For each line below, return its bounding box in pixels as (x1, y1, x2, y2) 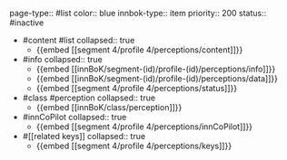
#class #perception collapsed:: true (22, 92, 156, 103)
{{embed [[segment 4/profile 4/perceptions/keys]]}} (35, 140, 233, 151)
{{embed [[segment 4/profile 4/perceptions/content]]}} (35, 44, 243, 55)
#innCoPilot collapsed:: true (22, 112, 127, 122)
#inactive (9, 17, 45, 28)
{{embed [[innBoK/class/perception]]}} (35, 102, 183, 112)
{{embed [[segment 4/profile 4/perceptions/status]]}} (35, 83, 238, 93)
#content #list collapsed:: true (22, 35, 135, 45)
